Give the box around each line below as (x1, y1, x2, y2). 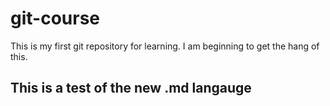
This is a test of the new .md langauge (10, 80, 252, 97)
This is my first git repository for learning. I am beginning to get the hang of (10, 40, 320, 52)
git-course (10, 7, 101, 30)
